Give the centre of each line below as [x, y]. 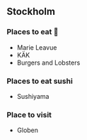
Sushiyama [33, 96]
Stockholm [31, 12]
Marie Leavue [37, 47]
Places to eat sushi [40, 81]
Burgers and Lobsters [48, 63]
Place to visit [29, 114]
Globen [28, 130]
